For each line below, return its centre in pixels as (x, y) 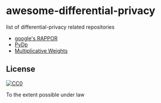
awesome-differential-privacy (81, 11)
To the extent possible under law (45, 94)
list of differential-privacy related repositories (60, 27)
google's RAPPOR (36, 38)
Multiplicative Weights (41, 50)
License (21, 69)
